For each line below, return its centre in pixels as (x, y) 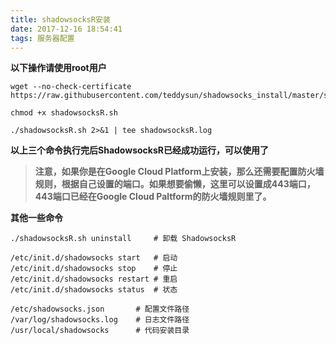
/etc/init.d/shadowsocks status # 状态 (94, 290)
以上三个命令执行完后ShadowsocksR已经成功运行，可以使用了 (139, 150)
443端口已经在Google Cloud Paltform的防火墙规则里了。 (153, 197)
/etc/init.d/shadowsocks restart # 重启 (94, 279)
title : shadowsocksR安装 (60, 19)
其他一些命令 (36, 218)
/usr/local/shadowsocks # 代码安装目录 (100, 331)
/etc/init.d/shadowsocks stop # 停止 (94, 269)
